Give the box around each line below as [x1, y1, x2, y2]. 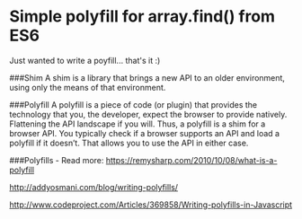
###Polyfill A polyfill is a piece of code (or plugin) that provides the [9, 99, 258, 109]
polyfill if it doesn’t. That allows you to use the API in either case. [9, 137, 249, 148]
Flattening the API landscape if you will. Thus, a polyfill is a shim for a [9, 118, 266, 129]
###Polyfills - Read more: [9, 154, 104, 165]
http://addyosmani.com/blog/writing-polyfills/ [9, 181, 178, 192]
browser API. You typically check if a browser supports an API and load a [9, 127, 280, 138]
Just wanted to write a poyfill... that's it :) [9, 55, 161, 66]
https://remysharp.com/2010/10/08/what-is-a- [105, 154, 278, 165]
